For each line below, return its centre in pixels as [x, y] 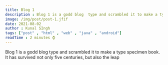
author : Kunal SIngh [28, 28]
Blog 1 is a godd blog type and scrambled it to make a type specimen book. [82, 52]
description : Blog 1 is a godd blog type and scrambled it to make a [81, 14]
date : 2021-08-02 [23, 24]
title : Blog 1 [20, 10]
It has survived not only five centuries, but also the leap [62, 57]
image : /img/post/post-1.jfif [37, 19]
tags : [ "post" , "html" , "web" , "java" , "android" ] [63, 33]
